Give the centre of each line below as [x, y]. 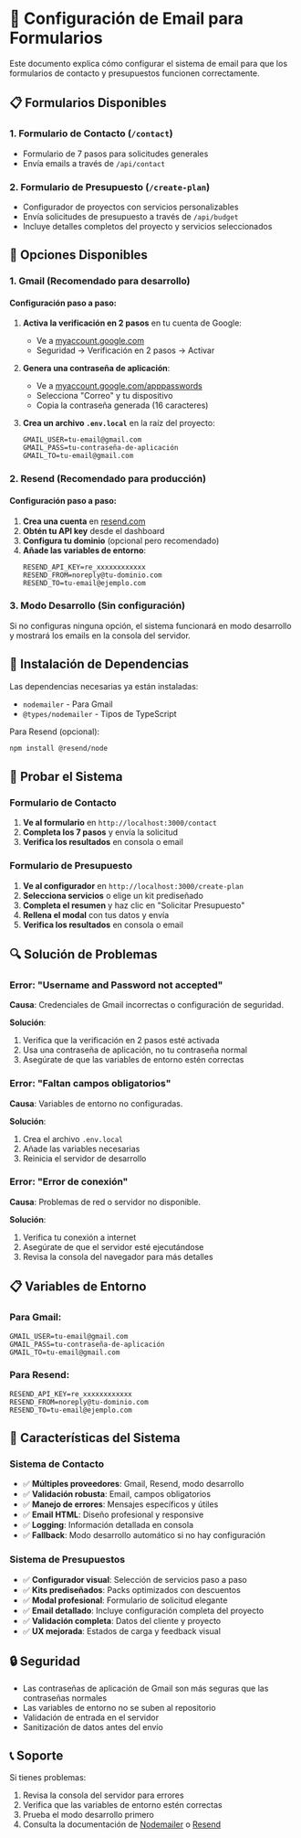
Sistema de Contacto [57, 1464]
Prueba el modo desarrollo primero [88, 1815]
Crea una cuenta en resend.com [84, 521]
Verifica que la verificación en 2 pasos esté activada [121, 1041]
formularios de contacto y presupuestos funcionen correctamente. [135, 73]
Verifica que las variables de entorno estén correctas [122, 1805]
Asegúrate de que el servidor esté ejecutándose [113, 1246]
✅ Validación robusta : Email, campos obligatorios [117, 1494]
